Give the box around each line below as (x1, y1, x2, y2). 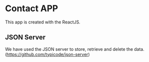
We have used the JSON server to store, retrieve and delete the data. (5, 46, 145, 52)
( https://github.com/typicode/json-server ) (5, 51, 90, 57)
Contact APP (5, 3, 58, 14)
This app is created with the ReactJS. (5, 19, 81, 25)
